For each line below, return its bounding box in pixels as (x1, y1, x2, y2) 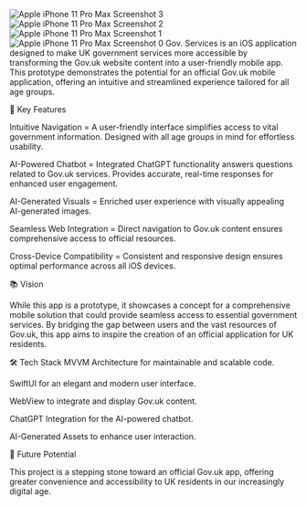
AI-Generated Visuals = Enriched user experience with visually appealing (9, 196, 285, 206)
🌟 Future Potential (9, 448, 77, 459)
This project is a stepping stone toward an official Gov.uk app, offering (9, 467, 274, 477)
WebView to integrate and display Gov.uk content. (9, 395, 198, 406)
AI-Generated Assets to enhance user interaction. (9, 431, 196, 442)
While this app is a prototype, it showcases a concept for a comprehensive (9, 300, 290, 311)
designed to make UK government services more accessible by (9, 47, 248, 58)
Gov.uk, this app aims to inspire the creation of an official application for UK (9, 329, 294, 340)
